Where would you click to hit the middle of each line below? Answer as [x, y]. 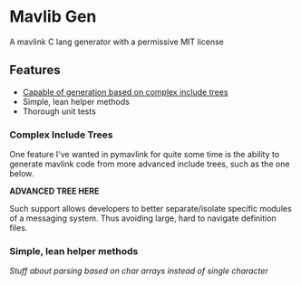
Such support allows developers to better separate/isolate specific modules [150, 209]
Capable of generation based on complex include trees [125, 91]
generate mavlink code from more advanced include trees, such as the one [150, 164]
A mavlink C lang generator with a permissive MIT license [117, 42]
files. [19, 228]
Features [35, 70]
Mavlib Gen [53, 17]
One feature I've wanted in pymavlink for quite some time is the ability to [145, 155]
